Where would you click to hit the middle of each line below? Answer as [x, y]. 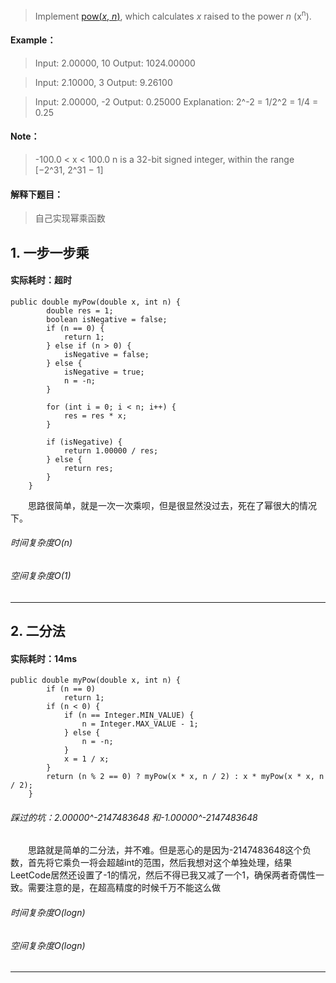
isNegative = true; [104, 372]
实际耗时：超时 [41, 280]
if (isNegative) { [84, 442]
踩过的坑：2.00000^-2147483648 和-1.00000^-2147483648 [134, 817]
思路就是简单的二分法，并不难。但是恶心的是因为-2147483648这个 [165, 850]
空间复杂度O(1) [41, 576]
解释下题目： [36, 194]
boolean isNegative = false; [107, 319]
